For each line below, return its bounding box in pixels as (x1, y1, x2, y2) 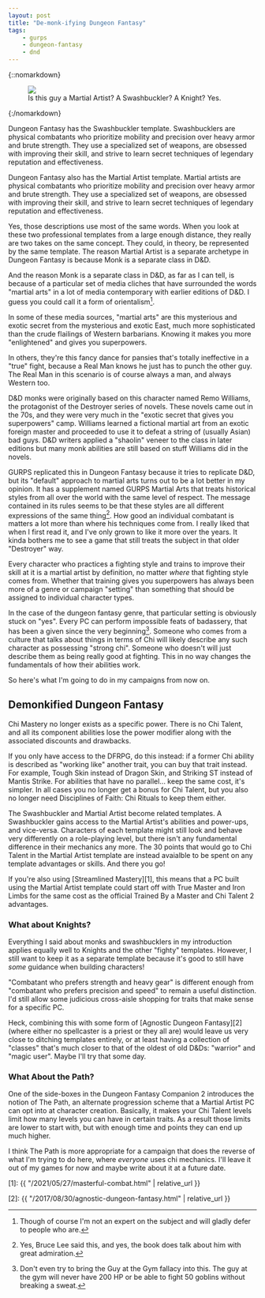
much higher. (8, 1131, 51, 1141)
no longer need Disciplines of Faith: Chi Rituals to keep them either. (8, 793, 226, 803)
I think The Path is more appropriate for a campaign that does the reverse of (8, 1146, 256, 1156)
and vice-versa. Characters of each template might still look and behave (8, 825, 243, 834)
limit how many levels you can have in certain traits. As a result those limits (8, 1115, 251, 1124)
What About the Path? (8, 1071, 95, 1082)
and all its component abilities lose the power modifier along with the (8, 728, 232, 737)
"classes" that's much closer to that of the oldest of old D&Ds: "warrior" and (8, 1044, 256, 1053)
